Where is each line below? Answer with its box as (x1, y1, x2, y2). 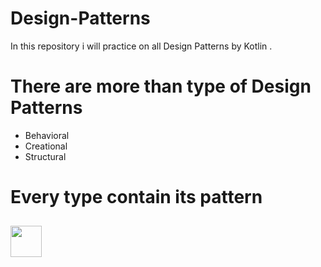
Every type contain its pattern (10, 186, 263, 209)
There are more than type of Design (10, 75, 312, 98)
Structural (24, 150, 67, 162)
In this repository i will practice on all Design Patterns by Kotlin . (10, 40, 273, 52)
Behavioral (24, 129, 70, 141)
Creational (24, 140, 68, 152)
